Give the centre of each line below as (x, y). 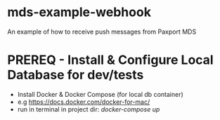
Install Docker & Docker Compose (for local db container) (101, 94)
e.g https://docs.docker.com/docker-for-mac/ (84, 102)
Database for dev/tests (76, 75)
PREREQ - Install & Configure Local (110, 60)
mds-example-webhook (79, 12)
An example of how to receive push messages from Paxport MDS (102, 32)
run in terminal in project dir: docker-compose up (89, 109)
